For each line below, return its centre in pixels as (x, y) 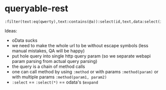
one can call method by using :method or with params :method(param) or (85, 71)
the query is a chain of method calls (48, 66)
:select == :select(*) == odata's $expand (55, 82)
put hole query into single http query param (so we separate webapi (81, 56)
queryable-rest (36, 9)
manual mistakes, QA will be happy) (48, 51)
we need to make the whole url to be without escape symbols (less (80, 45)
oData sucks (25, 40)
